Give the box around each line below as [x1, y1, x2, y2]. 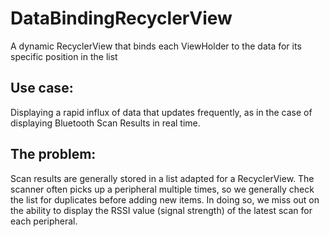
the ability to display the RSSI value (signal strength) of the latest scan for [10, 204, 313, 216]
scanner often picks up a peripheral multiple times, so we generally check [10, 183, 315, 195]
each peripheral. [10, 215, 78, 227]
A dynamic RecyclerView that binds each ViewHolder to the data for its [10, 40, 302, 52]
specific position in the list [10, 50, 118, 62]
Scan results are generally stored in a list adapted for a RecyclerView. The [10, 172, 315, 184]
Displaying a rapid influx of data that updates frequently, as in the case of [10, 106, 313, 118]
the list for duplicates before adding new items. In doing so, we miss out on [10, 193, 320, 206]
